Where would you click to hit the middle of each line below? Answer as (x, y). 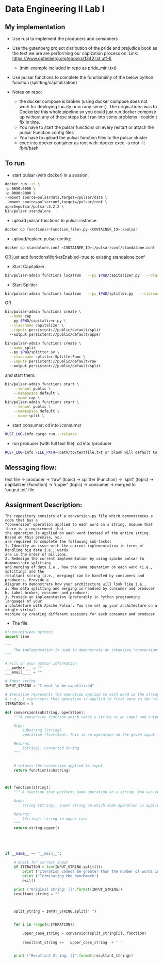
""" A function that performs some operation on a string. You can (83, 792)
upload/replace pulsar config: (41, 239)
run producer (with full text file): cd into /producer (62, 443)
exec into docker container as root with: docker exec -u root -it (82, 143)
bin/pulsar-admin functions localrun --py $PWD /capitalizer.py (72, 275)
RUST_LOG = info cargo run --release (41, 434)
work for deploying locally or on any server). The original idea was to (88, 106)
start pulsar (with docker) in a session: (50, 175)
